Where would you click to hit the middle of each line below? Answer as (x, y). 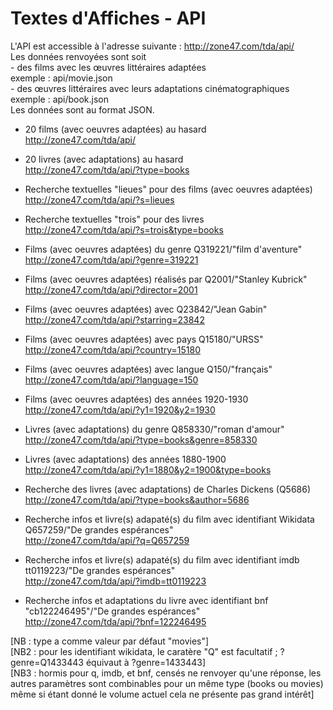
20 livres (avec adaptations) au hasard (104, 159)
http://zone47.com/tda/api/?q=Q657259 (107, 540)
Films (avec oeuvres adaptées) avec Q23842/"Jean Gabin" (146, 309)
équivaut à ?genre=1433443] (146, 662)
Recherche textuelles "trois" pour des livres (114, 219)
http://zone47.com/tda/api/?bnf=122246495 (115, 621)
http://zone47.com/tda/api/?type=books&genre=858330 (141, 439)
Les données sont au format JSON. (82, 109)
